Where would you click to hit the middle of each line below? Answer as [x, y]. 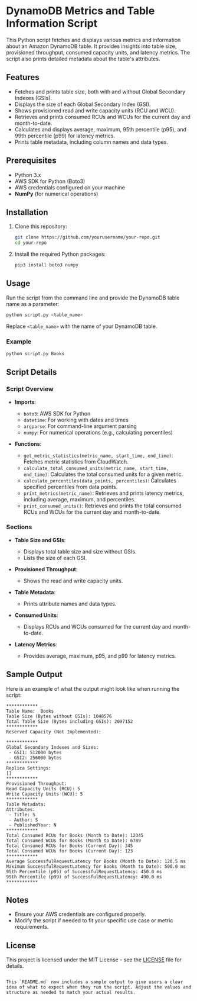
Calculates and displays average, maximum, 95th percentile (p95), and [101, 129]
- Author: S [23, 820]
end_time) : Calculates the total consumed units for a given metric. [103, 474]
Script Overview [30, 389]
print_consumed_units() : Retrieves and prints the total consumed [102, 506]
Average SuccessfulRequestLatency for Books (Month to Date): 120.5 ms [96, 861]
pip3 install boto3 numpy [46, 265]
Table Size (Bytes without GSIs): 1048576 [59, 716]
